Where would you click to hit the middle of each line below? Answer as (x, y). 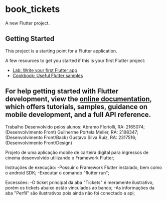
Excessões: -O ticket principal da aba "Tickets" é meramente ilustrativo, (79, 182)
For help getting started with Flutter (62, 91)
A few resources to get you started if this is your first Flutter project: (75, 60)
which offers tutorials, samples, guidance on (76, 107)
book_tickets (33, 9)
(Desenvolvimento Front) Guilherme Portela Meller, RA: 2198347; (72, 132)
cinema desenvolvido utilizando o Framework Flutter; (60, 157)
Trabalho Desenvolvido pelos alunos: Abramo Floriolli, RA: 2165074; (75, 126)
